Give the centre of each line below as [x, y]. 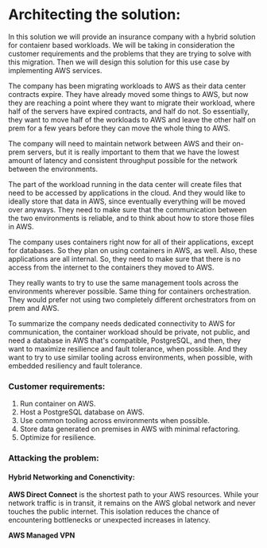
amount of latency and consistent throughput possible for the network [123, 160]
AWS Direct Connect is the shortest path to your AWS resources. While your [133, 495]
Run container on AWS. [58, 404]
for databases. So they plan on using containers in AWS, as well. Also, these [133, 250]
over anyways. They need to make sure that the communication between [128, 209]
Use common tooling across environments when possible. [115, 421]
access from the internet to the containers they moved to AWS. [111, 267]
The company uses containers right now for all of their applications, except [131, 242]
